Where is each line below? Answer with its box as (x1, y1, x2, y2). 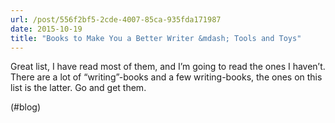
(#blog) (10, 101, 42, 113)
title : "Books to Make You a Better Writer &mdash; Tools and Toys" (10, 33, 302, 43)
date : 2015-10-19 (10, 24, 83, 34)
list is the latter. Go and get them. (10, 82, 147, 94)
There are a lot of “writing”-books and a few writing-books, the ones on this (10, 71, 323, 83)
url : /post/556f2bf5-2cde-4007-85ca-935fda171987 (10, 14, 222, 25)
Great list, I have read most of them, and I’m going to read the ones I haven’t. (10, 61, 326, 73)
